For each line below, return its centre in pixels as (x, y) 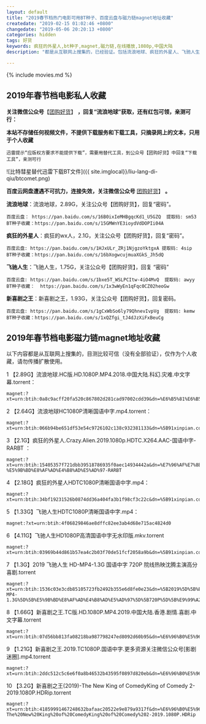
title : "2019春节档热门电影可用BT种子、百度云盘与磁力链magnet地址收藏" (90, 18)
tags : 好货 (19, 40)
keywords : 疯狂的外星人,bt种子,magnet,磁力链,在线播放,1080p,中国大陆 (90, 47)
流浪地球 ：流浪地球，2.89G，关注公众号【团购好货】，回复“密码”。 (90, 204)
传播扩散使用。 (46, 361)
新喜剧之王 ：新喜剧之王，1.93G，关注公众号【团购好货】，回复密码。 (93, 298)
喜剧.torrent (21, 572)
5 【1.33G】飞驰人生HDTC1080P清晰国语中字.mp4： (73, 512)
